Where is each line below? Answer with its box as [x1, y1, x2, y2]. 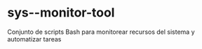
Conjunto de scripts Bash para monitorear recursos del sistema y [7, 28, 195, 36]
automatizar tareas [7, 35, 62, 43]
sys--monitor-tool [7, 5, 115, 21]
